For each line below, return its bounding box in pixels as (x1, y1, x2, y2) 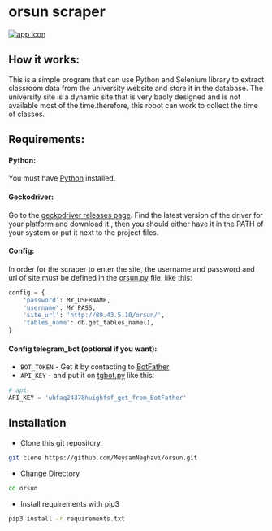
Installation (8, 416, 67, 430)
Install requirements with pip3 (19, 498, 120, 508)
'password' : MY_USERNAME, (23, 296, 111, 304)
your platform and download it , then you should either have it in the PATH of (8, 219, 264, 229)
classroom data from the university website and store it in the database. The (8, 83, 264, 93)
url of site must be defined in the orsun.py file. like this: (8, 272, 192, 282)
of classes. (8, 109, 45, 119)
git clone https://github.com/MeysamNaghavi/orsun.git (8, 454, 198, 462)
